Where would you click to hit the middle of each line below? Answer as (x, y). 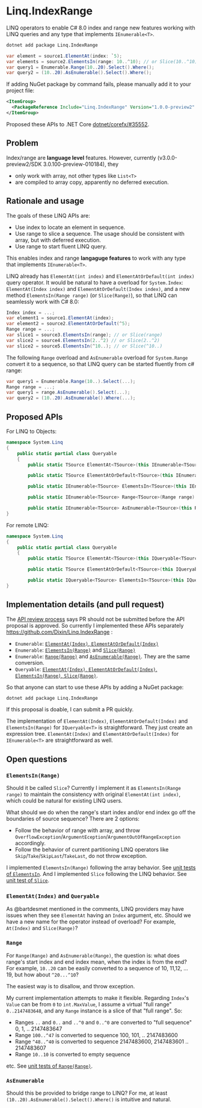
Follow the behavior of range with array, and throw (77, 830)
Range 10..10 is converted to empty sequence (72, 1054)
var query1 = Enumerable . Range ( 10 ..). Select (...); (71, 381)
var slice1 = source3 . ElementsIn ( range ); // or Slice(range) (84, 335)
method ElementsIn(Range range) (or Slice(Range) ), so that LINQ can (92, 295)
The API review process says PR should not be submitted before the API (96, 619)
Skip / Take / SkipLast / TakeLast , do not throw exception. (81, 856)
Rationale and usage (45, 201)
